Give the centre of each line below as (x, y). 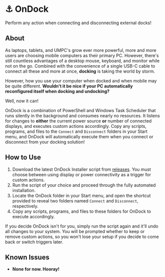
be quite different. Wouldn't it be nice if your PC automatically (69, 86)
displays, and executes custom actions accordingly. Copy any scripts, (76, 126)
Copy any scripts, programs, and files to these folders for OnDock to (82, 211)
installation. (24, 190)
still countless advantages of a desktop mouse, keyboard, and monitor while (82, 61)
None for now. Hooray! (36, 269)
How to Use (23, 157)
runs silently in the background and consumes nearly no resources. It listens (82, 116)
